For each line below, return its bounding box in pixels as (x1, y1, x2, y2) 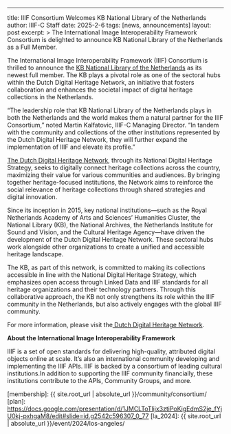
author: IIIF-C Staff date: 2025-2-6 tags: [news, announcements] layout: (7, 21, 212, 29)
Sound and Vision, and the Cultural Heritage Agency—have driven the (7, 228, 205, 236)
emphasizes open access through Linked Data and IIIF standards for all (7, 278, 208, 286)
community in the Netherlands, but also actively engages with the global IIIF (7, 300, 222, 308)
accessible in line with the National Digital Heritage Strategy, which (7, 271, 197, 279)
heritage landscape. (7, 250, 64, 258)
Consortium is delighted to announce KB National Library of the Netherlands (7, 36, 223, 43)
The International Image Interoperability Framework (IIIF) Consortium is (7, 56, 208, 64)
